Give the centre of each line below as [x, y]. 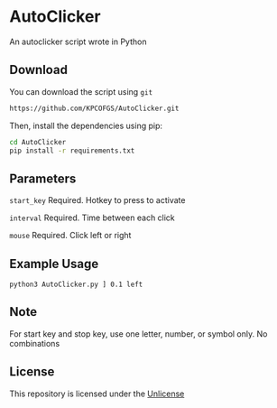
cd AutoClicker [38, 142]
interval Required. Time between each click [92, 218]
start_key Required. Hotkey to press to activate [97, 200]
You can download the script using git [81, 91]
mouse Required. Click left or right [70, 236]
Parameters [43, 178]
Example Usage [54, 264]
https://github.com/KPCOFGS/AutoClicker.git [94, 108]
